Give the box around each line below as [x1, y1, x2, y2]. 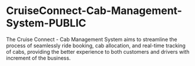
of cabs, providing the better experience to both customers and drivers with [6, 48, 190, 55]
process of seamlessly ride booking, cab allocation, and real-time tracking [6, 42, 186, 49]
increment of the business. [6, 54, 71, 61]
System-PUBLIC [6, 16, 86, 30]
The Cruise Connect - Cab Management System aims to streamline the [6, 36, 177, 43]
